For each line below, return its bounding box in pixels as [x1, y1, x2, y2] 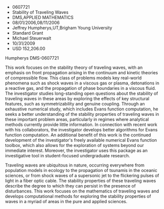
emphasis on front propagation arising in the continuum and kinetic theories [5, 70, 158, 75]
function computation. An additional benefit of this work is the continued [5, 132, 151, 138]
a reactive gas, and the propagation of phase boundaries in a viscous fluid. [5, 85, 156, 91]
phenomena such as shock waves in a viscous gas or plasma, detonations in [5, 80, 160, 86]
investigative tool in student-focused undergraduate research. [5, 153, 130, 158]
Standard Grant [12, 30, 43, 36]
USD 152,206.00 [12, 46, 46, 51]
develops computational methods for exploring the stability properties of [5, 193, 151, 199]
